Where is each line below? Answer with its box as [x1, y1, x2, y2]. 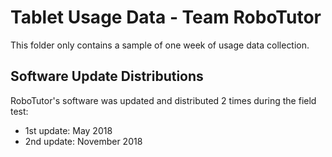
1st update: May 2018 [24, 124, 113, 136]
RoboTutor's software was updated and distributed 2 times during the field [10, 94, 317, 106]
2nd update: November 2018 [24, 135, 143, 147]
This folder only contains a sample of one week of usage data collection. [10, 39, 310, 51]
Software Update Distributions [10, 68, 204, 85]
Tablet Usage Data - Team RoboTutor [10, 6, 322, 29]
